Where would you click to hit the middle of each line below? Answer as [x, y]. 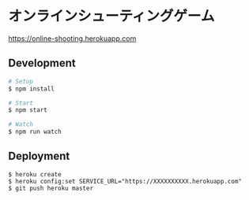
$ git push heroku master [51, 188]
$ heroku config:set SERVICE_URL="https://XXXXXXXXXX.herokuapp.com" [125, 181]
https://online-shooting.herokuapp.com [72, 38]
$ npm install [32, 89]
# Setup [21, 81]
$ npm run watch [35, 132]
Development [42, 63]
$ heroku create [35, 174]
